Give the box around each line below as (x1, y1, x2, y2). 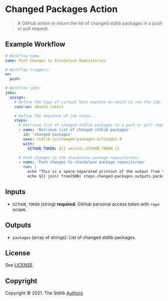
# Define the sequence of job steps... (14, 113, 97, 119)
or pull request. (17, 25, 49, 31)
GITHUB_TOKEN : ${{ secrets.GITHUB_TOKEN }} (27, 146, 120, 151)
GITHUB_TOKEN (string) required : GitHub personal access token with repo (12, 201, 160, 207)
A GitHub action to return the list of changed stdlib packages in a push (17, 20, 162, 26)
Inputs (5, 187, 26, 196)
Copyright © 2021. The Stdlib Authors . (5, 290, 84, 296)
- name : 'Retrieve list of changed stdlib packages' (18, 127, 131, 133)
